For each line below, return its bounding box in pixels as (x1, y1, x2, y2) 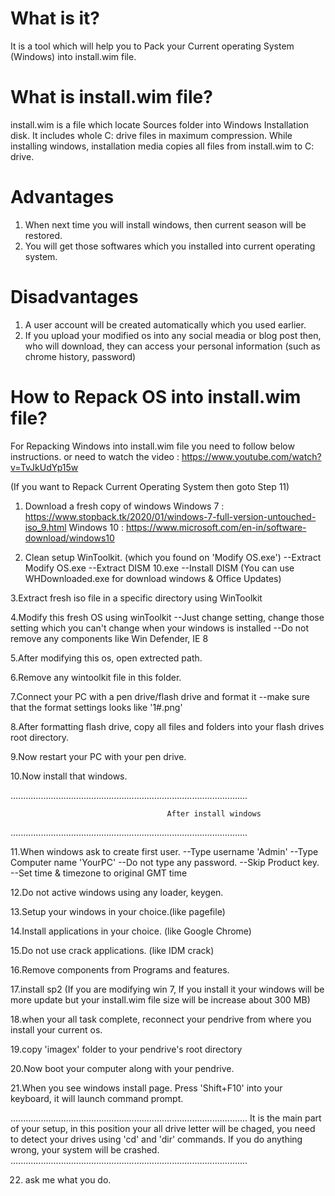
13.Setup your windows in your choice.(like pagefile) (10, 905, 226, 917)
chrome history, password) (24, 350, 137, 362)
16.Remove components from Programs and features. (10, 963, 230, 976)
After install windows (166, 808, 262, 819)
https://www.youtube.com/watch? (181, 450, 322, 462)
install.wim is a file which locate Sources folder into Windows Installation (10, 118, 309, 131)
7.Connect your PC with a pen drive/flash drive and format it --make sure (10, 690, 310, 702)
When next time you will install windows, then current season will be (24, 218, 307, 231)
